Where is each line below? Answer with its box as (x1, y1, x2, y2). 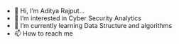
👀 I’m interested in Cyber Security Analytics (13, 14, 142, 22)
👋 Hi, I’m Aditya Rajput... (13, 7, 85, 15)
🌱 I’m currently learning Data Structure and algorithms (13, 22, 173, 29)
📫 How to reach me (13, 29, 73, 38)
